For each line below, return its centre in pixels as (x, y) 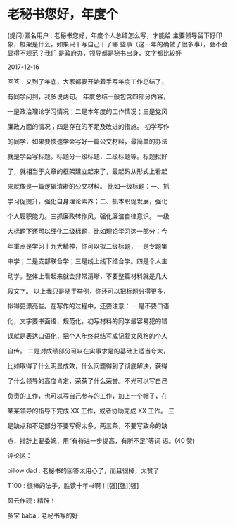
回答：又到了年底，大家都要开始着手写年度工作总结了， (87, 81)
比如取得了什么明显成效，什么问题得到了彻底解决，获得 (87, 365)
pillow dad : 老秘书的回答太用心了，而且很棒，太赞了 (83, 470)
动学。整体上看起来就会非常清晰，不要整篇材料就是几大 (87, 276)
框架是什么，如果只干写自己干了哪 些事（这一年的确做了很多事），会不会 (123, 44)
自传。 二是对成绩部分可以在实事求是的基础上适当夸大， (88, 351)
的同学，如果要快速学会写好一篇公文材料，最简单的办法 (87, 141)
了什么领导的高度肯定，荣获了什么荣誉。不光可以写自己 (87, 380)
